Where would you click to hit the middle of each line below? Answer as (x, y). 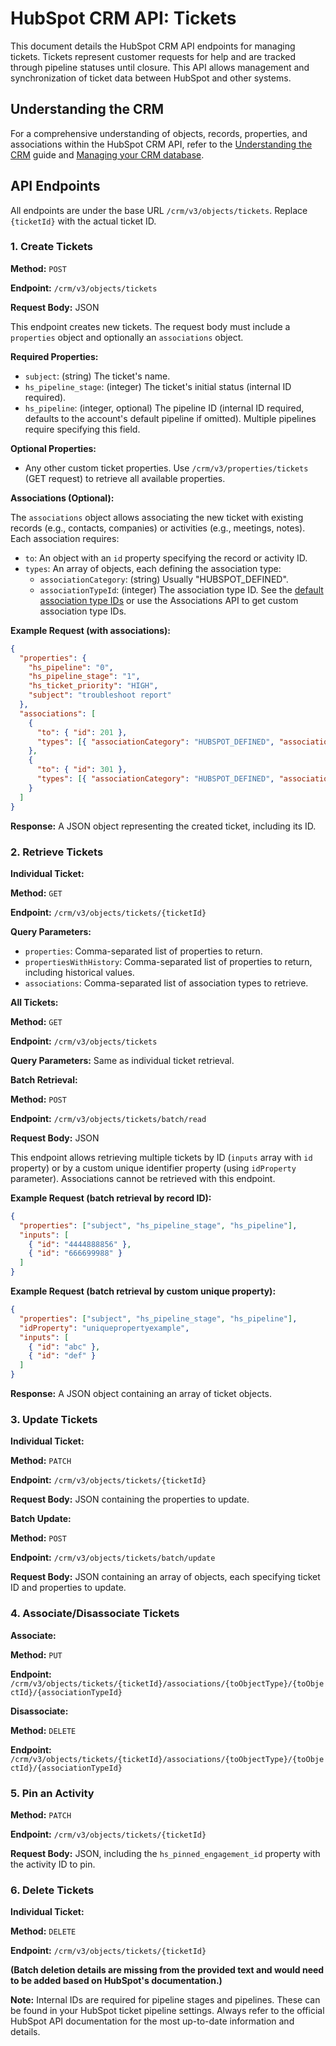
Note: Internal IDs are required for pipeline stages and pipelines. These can (165, 2000)
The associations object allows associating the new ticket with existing (157, 517)
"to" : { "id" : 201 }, (82, 732)
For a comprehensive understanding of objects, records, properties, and (159, 133)
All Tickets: (34, 1002)
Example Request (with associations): (91, 630)
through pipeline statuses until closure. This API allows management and (160, 67)
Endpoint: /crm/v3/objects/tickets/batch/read (108, 1118)
